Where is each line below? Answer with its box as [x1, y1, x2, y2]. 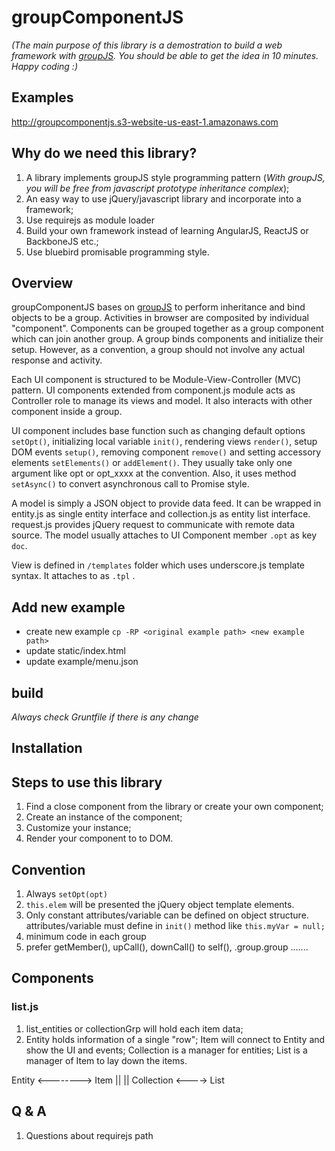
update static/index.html [25, 645, 126, 657]
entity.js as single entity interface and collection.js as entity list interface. [11, 508, 311, 520]
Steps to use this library [11, 774, 163, 791]
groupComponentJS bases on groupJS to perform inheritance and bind [11, 301, 306, 313]
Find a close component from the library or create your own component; [25, 801, 324, 813]
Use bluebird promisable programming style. [25, 246, 210, 258]
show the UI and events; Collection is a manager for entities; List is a [25, 1044, 308, 1056]
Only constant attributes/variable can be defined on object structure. [25, 909, 309, 921]
